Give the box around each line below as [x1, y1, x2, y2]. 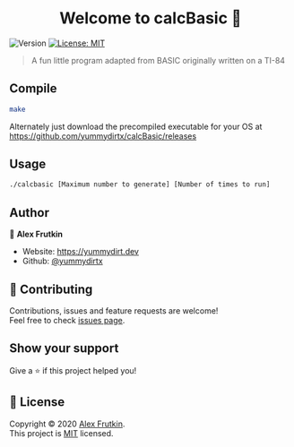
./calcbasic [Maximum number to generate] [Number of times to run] [9, 180, 271, 189]
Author [9, 205, 49, 220]
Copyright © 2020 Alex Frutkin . [9, 418, 125, 429]
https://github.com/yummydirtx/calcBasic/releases [9, 130, 197, 142]
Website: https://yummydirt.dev [22, 246, 139, 257]
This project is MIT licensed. [9, 427, 114, 438]
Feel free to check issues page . [9, 314, 125, 325]
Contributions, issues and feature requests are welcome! [9, 305, 219, 316]
